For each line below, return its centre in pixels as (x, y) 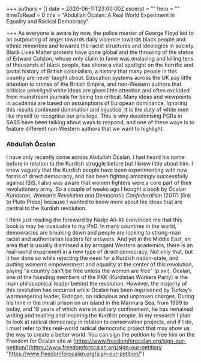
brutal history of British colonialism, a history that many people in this (91, 71)
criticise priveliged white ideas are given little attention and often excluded (98, 90)
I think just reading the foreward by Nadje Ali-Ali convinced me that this (94, 220)
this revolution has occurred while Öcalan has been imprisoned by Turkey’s (99, 290)
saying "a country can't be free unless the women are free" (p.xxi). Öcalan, (99, 271)
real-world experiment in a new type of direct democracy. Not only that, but (100, 252)
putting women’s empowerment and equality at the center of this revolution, (100, 265)
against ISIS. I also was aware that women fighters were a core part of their (99, 183)
